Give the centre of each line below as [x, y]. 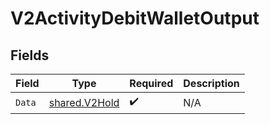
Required [151, 83]
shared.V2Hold [84, 102]
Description [211, 83]
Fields [30, 55]
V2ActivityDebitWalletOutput [135, 18]
